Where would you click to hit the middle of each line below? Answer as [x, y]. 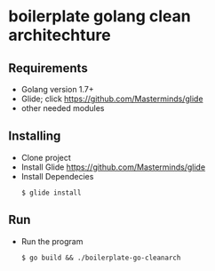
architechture [60, 35]
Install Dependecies [57, 176]
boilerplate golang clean [100, 16]
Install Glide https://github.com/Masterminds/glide [113, 167]
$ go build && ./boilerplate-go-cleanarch [101, 258]
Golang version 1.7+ [57, 89]
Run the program [52, 241]
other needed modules [63, 108]
